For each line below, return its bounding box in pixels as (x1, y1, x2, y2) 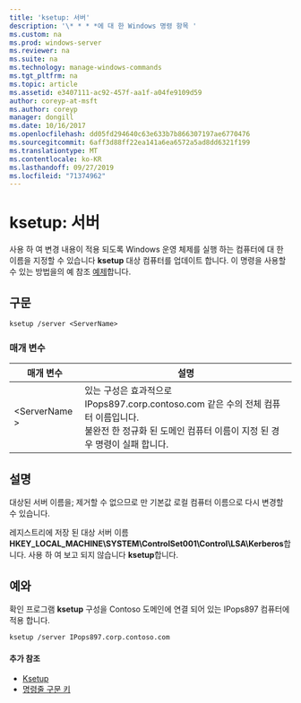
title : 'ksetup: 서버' (9, 13, 90, 22)
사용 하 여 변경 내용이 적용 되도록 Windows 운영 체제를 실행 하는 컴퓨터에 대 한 (9, 244, 284, 255)
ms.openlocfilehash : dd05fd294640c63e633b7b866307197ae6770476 (9, 130, 251, 139)
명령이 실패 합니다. (95, 438, 169, 450)
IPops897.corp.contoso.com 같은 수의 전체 (84, 398, 262, 410)
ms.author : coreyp (9, 105, 78, 114)
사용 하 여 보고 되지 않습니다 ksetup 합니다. (28, 550, 179, 561)
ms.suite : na (9, 55, 58, 64)
